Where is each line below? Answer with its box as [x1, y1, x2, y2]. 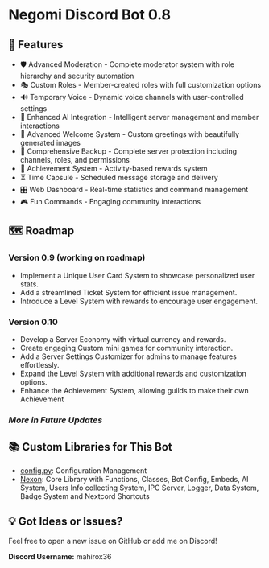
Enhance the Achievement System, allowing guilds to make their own [19, 385, 250, 395]
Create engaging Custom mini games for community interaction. [19, 343, 234, 352]
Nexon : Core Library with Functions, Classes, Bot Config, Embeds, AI [19, 474, 249, 484]
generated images [19, 138, 81, 147]
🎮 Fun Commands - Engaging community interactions [19, 197, 201, 206]
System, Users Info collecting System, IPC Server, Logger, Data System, [19, 483, 259, 492]
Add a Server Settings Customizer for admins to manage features [19, 352, 238, 361]
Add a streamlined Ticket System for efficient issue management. [19, 287, 238, 297]
